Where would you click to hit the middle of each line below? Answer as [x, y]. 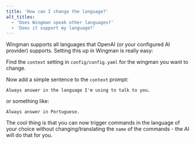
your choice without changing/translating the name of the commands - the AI [97, 129]
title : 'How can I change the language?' [57, 11]
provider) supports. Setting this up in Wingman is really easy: [80, 51]
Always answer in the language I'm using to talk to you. [78, 90]
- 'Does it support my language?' [53, 28]
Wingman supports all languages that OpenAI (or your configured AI [88, 44]
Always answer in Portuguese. [43, 112]
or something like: [28, 101]
